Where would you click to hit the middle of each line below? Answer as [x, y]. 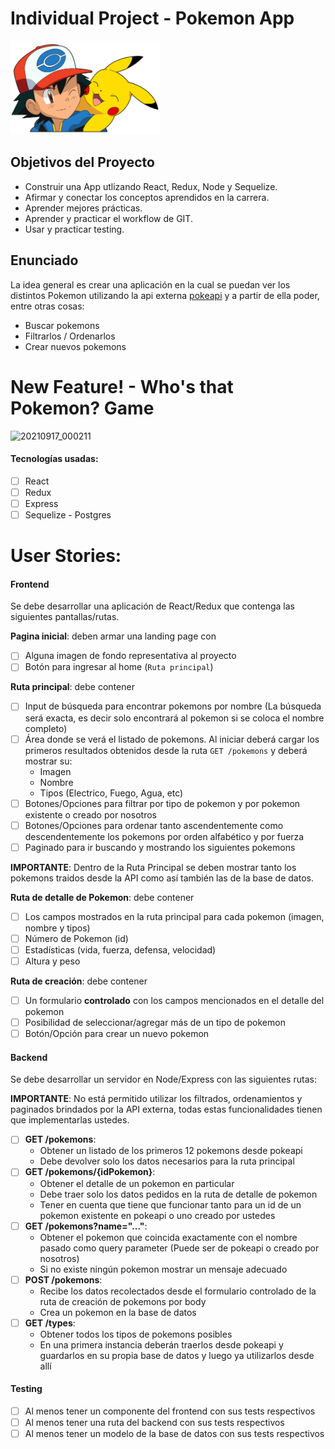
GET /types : [50, 1323]
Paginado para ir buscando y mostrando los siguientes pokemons [160, 847]
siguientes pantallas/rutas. [65, 617]
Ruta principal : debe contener [72, 687]
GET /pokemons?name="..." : [86, 1226]
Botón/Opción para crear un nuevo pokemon [117, 1034]
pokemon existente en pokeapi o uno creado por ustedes [157, 1215]
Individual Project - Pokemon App [152, 18]
